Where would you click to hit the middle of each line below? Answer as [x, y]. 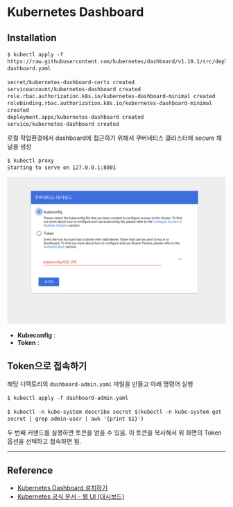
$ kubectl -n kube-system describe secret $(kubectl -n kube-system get [114, 412]
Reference [30, 470]
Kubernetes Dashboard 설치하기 [62, 488]
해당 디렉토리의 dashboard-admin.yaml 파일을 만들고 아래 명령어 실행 [100, 384]
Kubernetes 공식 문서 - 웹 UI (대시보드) [71, 497]
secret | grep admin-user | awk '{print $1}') [76, 419]
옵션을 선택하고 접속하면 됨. [44, 442]
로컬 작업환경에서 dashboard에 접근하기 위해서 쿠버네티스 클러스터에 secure [111, 138]
